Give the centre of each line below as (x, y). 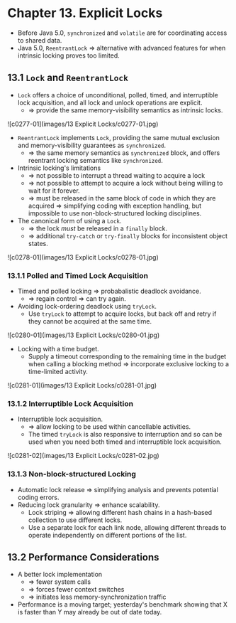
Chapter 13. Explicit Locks (85, 13)
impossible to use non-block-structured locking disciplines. (115, 213)
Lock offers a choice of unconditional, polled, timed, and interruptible (118, 95)
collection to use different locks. (75, 520)
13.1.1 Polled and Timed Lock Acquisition (78, 275)
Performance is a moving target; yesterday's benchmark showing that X (123, 605)
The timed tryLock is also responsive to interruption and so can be (125, 435)
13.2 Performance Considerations (83, 557)
